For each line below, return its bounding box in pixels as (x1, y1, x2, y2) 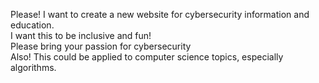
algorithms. (10, 62, 57, 73)
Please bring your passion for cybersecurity (10, 40, 192, 52)
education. (10, 19, 55, 31)
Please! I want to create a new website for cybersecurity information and (10, 9, 310, 20)
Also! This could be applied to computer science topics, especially (10, 51, 284, 63)
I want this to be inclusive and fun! (10, 30, 152, 41)
